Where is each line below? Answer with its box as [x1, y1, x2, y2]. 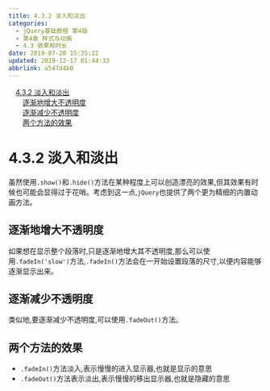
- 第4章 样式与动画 [15, 34, 73, 43]
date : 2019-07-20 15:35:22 [8, 49, 99, 57]
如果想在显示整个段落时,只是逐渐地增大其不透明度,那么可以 [8, 246, 204, 256]
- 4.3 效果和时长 [15, 42, 68, 50]
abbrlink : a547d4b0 [8, 64, 74, 73]
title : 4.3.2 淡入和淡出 [8, 11, 86, 20]
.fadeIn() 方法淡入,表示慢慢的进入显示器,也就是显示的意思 [19, 364, 213, 373]
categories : [8, 19, 48, 27]
